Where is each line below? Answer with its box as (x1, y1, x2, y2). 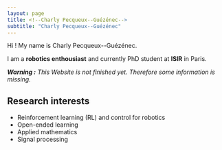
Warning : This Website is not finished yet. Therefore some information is (7, 68, 215, 76)
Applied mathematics (16, 128, 78, 136)
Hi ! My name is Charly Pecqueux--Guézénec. (7, 42, 137, 50)
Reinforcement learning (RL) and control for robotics (16, 114, 166, 122)
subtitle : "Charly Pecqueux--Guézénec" (7, 23, 122, 29)
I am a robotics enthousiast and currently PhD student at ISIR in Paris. (7, 55, 208, 63)
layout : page (7, 10, 45, 17)
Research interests (7, 95, 90, 107)
